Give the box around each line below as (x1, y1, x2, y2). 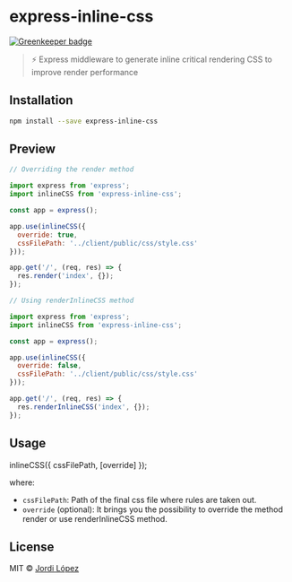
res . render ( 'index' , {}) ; (17, 272, 115, 281)
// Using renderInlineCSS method (9, 296, 134, 306)
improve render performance (30, 66, 139, 77)
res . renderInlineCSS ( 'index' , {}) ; (17, 402, 150, 412)
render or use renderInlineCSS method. (21, 513, 167, 524)
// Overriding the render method (9, 165, 134, 174)
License (9, 539, 55, 554)
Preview (9, 142, 56, 157)
